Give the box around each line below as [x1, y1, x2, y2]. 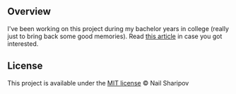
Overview [7, 6, 52, 18]
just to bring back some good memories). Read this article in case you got [7, 32, 223, 40]
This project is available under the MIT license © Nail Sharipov [7, 78, 189, 87]
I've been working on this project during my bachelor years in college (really [7, 24, 230, 33]
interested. [7, 39, 39, 48]
